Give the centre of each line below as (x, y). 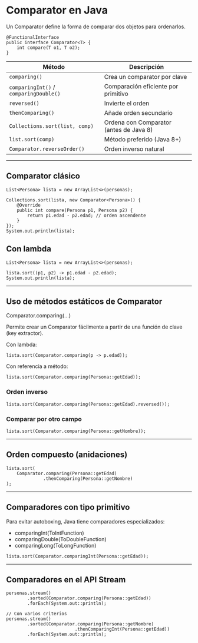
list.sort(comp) (32, 139)
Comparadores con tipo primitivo (68, 507)
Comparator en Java (57, 10)
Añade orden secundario (138, 112)
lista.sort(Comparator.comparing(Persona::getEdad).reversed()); (88, 404)
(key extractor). (25, 333)
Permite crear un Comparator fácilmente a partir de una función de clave (94, 327)
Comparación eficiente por (141, 86)
